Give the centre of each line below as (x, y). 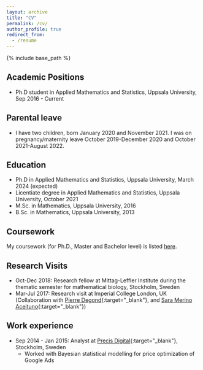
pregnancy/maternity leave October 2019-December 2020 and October (105, 139)
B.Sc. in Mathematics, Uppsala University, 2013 (75, 212)
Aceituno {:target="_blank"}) (51, 307)
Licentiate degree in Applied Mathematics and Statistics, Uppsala (98, 193)
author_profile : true (34, 29)
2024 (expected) (36, 186)
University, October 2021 (47, 199)
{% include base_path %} (39, 58)
